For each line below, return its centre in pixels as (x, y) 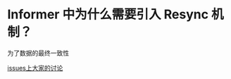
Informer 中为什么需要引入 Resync (108, 14)
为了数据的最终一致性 (38, 53)
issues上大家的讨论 (35, 68)
